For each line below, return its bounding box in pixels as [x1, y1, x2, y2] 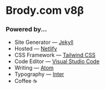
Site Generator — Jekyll [14, 38, 73, 46]
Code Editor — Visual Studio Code [14, 58, 100, 65]
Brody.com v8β [5, 4, 84, 17]
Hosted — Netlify [14, 45, 58, 52]
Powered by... [5, 25, 48, 34]
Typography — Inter [14, 70, 64, 78]
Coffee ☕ [14, 78, 38, 85]
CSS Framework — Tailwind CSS [14, 52, 96, 59]
